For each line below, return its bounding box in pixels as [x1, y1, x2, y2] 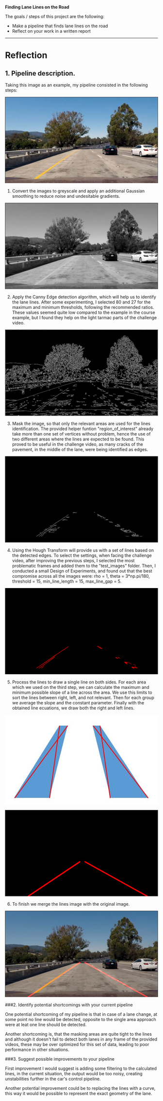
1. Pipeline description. [5, 69, 76, 77]
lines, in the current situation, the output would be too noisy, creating [5, 1071, 143, 1077]
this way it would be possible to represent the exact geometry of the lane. [5, 1091, 152, 1097]
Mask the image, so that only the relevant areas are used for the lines [12, 421, 150, 426]
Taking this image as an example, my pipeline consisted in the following [5, 82, 148, 88]
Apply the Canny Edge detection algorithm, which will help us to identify [12, 294, 156, 300]
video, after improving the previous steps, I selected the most [12, 558, 135, 563]
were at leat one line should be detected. [5, 1022, 87, 1027]
